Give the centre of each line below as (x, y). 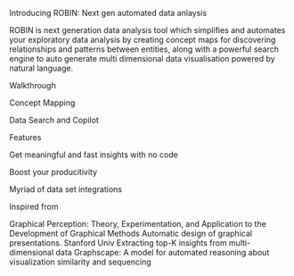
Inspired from (34, 206)
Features (25, 137)
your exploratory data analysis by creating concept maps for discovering (143, 40)
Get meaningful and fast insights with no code (94, 155)
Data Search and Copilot (54, 120)
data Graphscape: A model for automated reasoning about (163, 252)
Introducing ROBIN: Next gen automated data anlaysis (108, 13)
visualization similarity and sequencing (80, 262)
